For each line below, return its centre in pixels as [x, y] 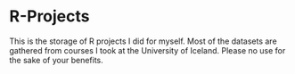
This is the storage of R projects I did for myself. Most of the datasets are [143, 41]
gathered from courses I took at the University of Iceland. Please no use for [147, 50]
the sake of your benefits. [57, 60]
